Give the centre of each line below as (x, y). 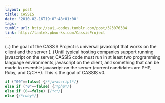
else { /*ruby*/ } (22, 96)
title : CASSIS (20, 14)
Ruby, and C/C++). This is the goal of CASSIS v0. (55, 73)
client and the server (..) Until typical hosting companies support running (79, 52)
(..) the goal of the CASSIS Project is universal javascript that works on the (81, 47)
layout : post (19, 10)
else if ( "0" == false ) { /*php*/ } (38, 86)
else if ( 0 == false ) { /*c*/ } (34, 91)
